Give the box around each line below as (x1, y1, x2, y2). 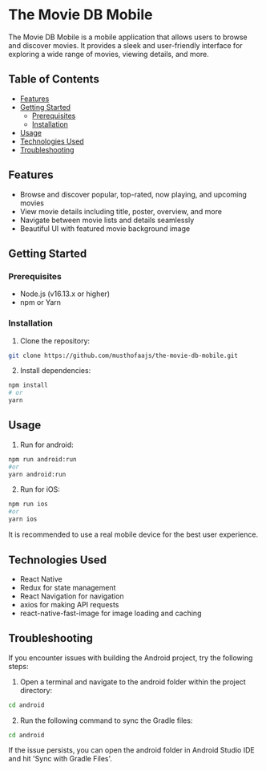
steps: (8, 661, 29, 671)
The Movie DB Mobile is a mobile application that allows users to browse (8, 32, 248, 42)
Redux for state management (19, 582, 116, 592)
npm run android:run (8, 455, 78, 463)
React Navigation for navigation (19, 591, 124, 601)
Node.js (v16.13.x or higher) (19, 289, 111, 298)
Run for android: (19, 440, 74, 449)
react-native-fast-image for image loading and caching (19, 608, 202, 618)
